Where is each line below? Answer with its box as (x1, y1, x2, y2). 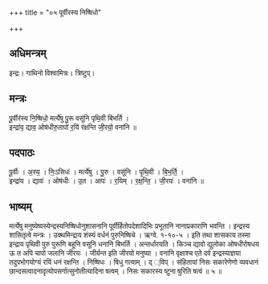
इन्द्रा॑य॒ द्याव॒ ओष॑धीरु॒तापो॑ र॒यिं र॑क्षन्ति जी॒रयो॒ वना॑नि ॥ (9, 122, 137, 132)
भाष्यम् (9, 200, 32, 213)
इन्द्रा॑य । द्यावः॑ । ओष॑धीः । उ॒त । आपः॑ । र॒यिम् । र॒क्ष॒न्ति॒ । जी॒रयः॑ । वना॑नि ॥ (9, 176, 204, 186)
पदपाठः (9, 146, 35, 160)
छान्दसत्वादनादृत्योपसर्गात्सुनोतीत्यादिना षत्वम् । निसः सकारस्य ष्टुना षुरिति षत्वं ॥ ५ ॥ (9, 266, 222, 276)
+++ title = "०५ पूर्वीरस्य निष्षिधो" (9, 8, 102, 17)
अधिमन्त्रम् (9, 47, 47, 60)
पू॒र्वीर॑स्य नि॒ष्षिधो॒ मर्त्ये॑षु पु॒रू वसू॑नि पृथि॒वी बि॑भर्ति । (9, 113, 129, 123)
